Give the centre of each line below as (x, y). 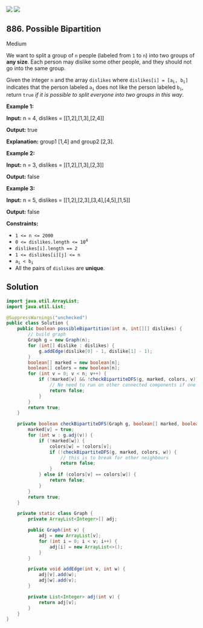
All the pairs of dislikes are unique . (60, 268)
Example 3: (21, 188)
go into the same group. (36, 68)
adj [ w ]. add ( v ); (58, 580)
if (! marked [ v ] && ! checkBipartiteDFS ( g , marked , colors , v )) (118, 380)
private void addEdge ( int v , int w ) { (77, 569)
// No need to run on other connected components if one (123, 385)
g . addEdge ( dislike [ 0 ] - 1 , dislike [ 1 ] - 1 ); (95, 351)
